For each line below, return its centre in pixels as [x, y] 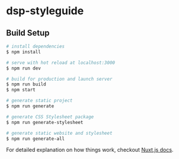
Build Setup [28, 33]
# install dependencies [36, 46]
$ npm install [24, 52]
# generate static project [39, 101]
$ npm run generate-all [36, 139]
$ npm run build [26, 84]
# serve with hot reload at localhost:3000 [61, 63]
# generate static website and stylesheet [59, 133]
